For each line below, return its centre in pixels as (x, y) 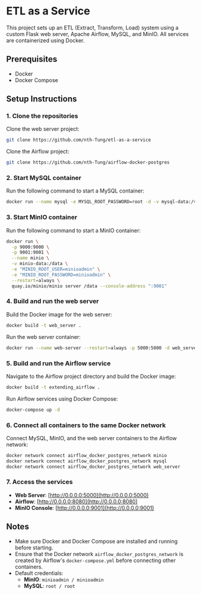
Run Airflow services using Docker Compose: (62, 399)
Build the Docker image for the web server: (59, 314)
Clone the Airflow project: (38, 152)
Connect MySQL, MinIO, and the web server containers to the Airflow (92, 438)
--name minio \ (31, 258)
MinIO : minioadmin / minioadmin (64, 579)
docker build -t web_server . (44, 325)
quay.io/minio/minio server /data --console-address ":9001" (89, 286)
